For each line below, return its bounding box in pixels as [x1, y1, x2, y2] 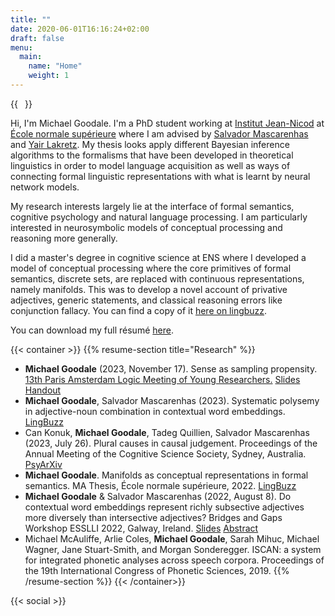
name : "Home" [28, 61, 83, 71]
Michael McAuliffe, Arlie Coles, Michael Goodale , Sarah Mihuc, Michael [24, 532, 320, 545]
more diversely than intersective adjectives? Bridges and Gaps [24, 511, 283, 523]
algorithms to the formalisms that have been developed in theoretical [10, 149, 294, 161]
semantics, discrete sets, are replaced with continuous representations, [10, 272, 305, 285]
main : [19, 52, 43, 62]
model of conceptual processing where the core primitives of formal [10, 262, 292, 274]
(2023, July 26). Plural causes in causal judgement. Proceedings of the [24, 437, 318, 449]
